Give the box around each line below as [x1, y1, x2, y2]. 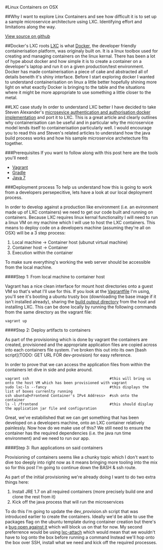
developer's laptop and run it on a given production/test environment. [5, 63, 145, 69]
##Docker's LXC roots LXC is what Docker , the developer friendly [5, 43, 136, 48]
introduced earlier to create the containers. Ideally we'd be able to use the [5, 514, 154, 519]
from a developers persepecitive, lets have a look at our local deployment [5, 190, 152, 195]
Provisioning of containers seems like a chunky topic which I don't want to [5, 454, 154, 460]
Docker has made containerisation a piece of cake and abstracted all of [5, 69, 148, 75]
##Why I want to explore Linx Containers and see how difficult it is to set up [5, 14, 157, 19]
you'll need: [5, 155, 29, 160]
